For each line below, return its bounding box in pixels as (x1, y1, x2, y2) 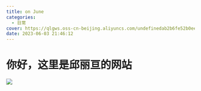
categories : (6, 14, 36, 20)
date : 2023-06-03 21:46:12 (6, 31, 74, 37)
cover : (6, 25, 23, 32)
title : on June (6, 8, 44, 15)
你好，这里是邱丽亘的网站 (6, 58, 133, 72)
